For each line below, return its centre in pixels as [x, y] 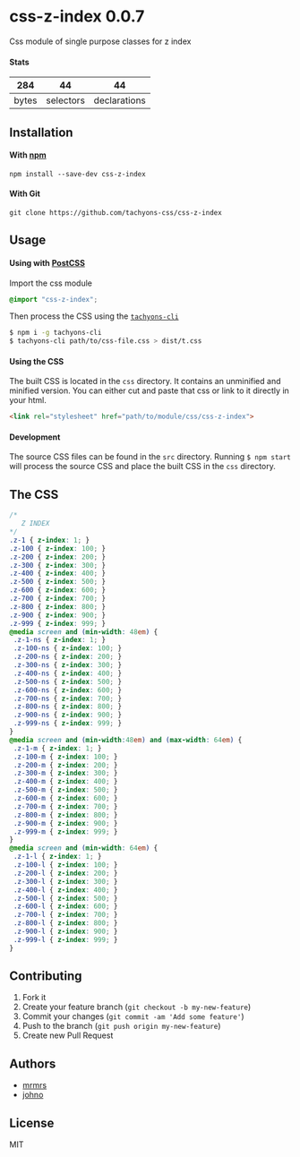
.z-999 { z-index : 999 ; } [57, 623]
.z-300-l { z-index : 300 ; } [65, 881]
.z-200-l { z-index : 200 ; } [65, 873]
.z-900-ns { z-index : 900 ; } [68, 715]
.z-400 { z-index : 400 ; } [57, 574]
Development [35, 437]
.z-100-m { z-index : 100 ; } [65, 757]
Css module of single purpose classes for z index [100, 41]
